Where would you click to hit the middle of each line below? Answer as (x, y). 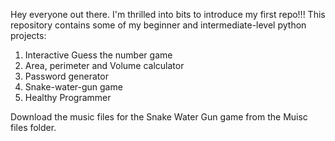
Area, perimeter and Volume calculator (104, 65)
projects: (28, 35)
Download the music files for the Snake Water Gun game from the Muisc (159, 117)
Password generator (66, 76)
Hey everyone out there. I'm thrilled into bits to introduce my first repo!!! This (168, 14)
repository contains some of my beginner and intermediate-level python (158, 25)
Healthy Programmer (68, 97)
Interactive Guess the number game (98, 55)
